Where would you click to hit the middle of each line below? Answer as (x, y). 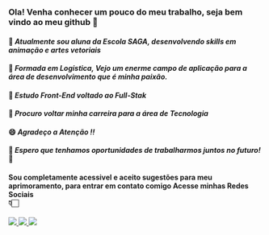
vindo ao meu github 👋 (53, 22)
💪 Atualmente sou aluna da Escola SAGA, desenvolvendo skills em (122, 41)
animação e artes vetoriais (55, 50)
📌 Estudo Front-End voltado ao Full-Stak (78, 95)
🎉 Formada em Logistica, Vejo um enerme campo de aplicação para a (128, 68)
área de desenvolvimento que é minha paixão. (88, 77)
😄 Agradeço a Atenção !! (52, 132)
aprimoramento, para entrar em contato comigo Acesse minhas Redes (128, 186)
